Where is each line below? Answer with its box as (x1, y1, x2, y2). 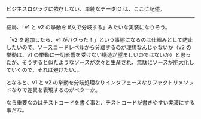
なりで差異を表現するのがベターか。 (11, 86, 100, 93)
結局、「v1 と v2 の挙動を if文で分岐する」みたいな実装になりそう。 (6, 23, 170, 30)
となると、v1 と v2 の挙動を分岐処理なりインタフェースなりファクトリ (6, 79, 179, 86)
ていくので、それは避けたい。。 (6, 66, 83, 73)
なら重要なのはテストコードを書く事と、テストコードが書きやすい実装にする (6, 99, 195, 106)
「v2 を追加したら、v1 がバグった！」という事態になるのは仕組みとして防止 (6, 36, 193, 43)
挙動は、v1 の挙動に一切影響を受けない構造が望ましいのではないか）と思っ (6, 51, 191, 58)
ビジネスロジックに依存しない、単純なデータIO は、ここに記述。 (6, 5, 166, 12)
